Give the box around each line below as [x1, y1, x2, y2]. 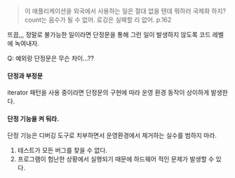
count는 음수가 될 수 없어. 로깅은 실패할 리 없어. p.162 [24, 15, 172, 24]
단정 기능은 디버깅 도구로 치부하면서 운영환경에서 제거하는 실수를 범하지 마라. [7, 131, 217, 139]
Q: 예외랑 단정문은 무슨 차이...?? [7, 54, 95, 62]
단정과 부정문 [7, 71, 43, 80]
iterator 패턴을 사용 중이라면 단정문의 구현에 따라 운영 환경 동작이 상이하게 [7, 88, 210, 97]
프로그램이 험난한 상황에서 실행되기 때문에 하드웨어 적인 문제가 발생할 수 [17, 155, 215, 163]
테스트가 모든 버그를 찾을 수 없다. [17, 146, 107, 155]
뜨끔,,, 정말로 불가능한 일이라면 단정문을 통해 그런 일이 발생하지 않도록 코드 [7, 31, 211, 39]
